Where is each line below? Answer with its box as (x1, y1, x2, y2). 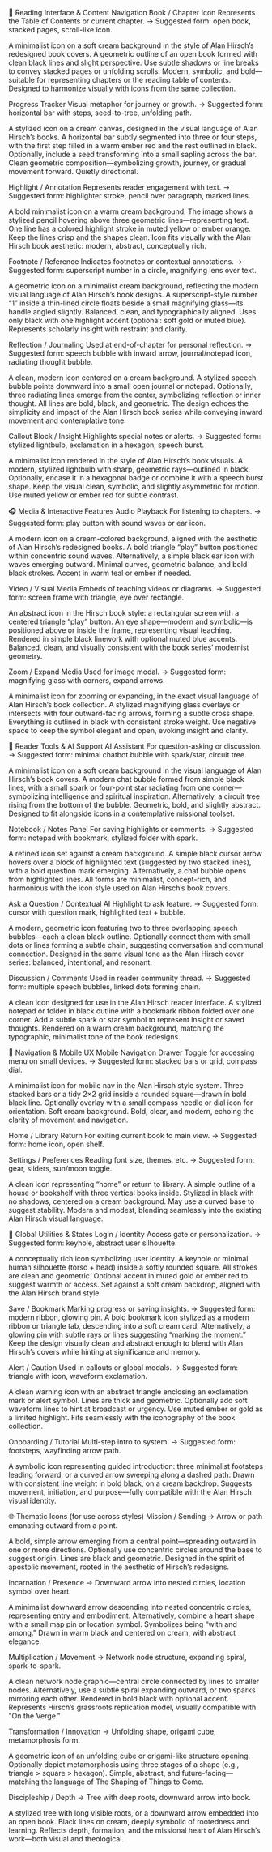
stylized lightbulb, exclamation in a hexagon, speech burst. (8, 440, 205, 450)
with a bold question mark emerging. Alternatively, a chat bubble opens (8, 866, 247, 875)
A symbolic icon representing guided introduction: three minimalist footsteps (8, 1462, 264, 1470)
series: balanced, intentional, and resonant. (8, 958, 152, 967)
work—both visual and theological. (8, 1834, 124, 1843)
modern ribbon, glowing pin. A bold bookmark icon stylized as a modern (8, 1312, 249, 1322)
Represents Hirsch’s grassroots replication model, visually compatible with (8, 1702, 257, 1712)
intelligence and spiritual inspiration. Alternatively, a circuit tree (50, 792, 261, 801)
